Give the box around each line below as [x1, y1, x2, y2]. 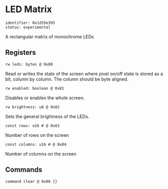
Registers [5, 48, 36, 57]
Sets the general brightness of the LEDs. [5, 113, 89, 120]
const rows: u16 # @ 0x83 [5, 123, 60, 128]
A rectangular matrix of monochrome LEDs [5, 33, 94, 40]
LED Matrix [5, 4, 52, 15]
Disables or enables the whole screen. [5, 95, 85, 101]
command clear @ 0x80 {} [5, 179, 58, 184]
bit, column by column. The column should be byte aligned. [5, 76, 129, 82]
